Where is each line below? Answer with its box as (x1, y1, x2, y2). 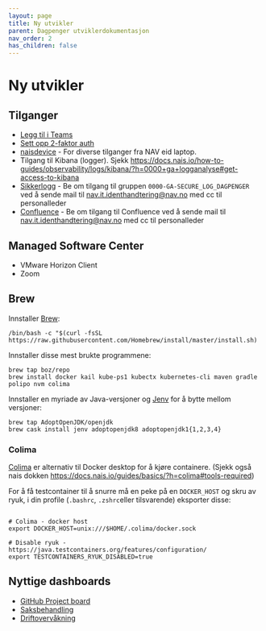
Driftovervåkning (19, 613, 77, 623)
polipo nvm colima (8, 380, 70, 388)
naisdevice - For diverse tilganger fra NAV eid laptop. (19, 147, 197, 157)
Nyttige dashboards (8, 575, 111, 588)
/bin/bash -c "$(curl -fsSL (8, 329, 103, 337)
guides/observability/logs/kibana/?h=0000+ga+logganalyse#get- (19, 164, 239, 174)
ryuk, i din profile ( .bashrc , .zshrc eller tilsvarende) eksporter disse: (8, 495, 231, 504)
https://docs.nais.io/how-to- (130, 156, 224, 165)
